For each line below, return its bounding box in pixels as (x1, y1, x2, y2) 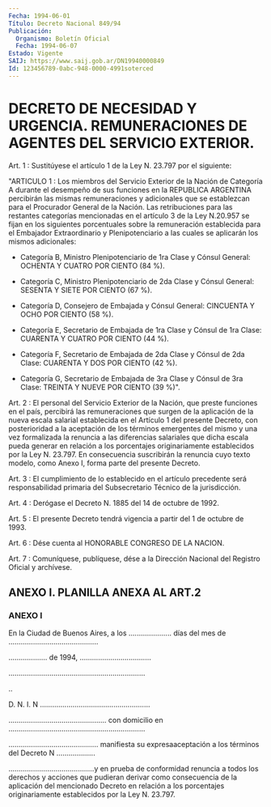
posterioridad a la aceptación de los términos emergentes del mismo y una (8, 423, 258, 433)
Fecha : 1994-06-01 (8, 11, 70, 20)
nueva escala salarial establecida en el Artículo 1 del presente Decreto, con (8, 414, 258, 425)
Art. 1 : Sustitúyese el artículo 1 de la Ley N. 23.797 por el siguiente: (8, 160, 232, 170)
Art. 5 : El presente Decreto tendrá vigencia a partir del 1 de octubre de (8, 513, 244, 523)
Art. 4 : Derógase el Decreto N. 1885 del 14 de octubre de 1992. (8, 498, 220, 508)
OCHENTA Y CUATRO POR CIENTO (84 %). (19, 261, 165, 270)
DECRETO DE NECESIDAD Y (8, 99, 197, 117)
